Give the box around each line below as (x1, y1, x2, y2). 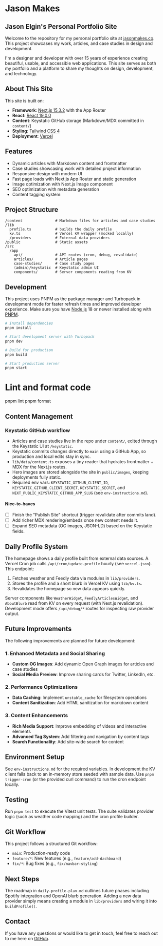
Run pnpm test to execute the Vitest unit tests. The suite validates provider (5, 808, 154, 814)
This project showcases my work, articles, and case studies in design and (5, 41, 153, 46)
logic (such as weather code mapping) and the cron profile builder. (5, 814, 139, 820)
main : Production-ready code (12, 850, 71, 856)
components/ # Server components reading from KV (14, 269, 132, 275)
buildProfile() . (5, 904, 37, 909)
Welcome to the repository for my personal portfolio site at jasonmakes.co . (5, 35, 155, 41)
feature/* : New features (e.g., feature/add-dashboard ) (12, 855, 122, 862)
